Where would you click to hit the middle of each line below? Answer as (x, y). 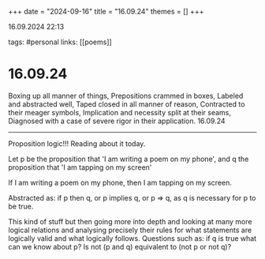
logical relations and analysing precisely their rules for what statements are (130, 230)
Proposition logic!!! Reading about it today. (77, 143)
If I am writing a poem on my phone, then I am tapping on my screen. (120, 182)
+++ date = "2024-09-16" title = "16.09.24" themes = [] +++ (106, 11)
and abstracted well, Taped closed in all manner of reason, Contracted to (127, 104)
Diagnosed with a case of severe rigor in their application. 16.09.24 (117, 121)
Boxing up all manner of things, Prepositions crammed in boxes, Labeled (126, 96)
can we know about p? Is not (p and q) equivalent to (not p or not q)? (120, 246)
